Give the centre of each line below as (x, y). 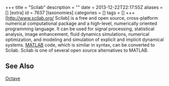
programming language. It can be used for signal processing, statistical (80, 29)
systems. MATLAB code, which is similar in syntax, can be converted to (80, 45)
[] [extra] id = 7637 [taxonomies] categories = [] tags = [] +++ (70, 13)
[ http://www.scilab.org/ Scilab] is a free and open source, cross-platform (82, 18)
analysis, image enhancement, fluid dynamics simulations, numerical (77, 34)
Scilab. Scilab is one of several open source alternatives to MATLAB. (77, 50)
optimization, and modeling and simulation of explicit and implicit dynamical (84, 39)
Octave (13, 78)
